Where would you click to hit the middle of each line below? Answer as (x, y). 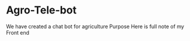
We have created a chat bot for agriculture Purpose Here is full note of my (95, 26)
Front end (18, 32)
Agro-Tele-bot (42, 10)
